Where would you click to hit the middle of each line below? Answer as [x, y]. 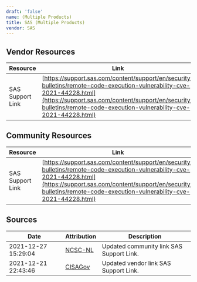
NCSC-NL [79, 250]
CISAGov [78, 267]
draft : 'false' [25, 11]
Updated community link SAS [142, 246]
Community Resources [49, 136]
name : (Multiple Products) [39, 17]
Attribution [81, 236]
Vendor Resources [41, 51]
